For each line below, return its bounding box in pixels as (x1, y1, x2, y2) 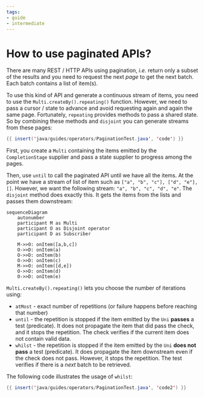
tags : (6, 9, 20, 15)
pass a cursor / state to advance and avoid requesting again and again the (6, 104, 193, 112)
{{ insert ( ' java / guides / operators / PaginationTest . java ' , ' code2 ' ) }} (6, 385, 187, 391)
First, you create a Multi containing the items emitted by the (6, 147, 157, 155)
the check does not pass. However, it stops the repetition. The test (15, 355, 183, 362)
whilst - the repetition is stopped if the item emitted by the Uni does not (15, 341, 197, 349)
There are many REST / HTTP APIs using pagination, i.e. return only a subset (6, 67, 199, 74)
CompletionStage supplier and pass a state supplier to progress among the (6, 153, 192, 161)
